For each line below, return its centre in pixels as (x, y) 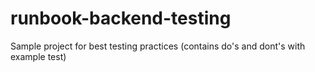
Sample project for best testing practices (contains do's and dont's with (158, 46)
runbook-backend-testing (121, 18)
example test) (38, 56)
